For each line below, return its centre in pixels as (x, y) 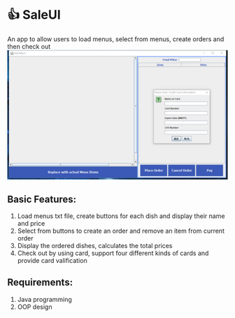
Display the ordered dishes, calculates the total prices (95, 246)
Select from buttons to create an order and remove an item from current (121, 231)
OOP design (35, 307)
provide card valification (52, 261)
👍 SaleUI (34, 15)
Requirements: (40, 283)
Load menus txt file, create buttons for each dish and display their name (121, 216)
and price (31, 224)
